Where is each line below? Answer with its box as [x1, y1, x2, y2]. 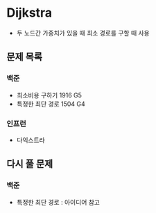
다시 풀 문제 [6, 158, 53, 170]
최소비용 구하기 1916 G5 [16, 90, 83, 99]
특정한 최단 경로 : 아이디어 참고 [16, 198, 100, 206]
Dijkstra [6, 5, 53, 21]
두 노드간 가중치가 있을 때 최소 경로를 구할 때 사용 [16, 29, 150, 37]
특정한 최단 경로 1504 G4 [16, 100, 86, 108]
